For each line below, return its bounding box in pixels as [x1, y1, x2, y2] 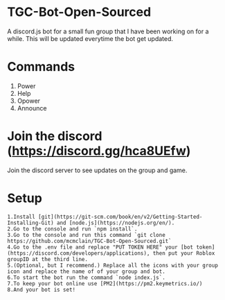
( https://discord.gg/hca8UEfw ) [7, 143, 191, 159]
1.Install [7, 213, 36, 220]
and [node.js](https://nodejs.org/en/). [56, 219, 175, 226]
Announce [17, 103, 47, 112]
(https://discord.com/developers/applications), [7, 249, 150, 257]
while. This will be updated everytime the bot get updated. [7, 34, 174, 42]
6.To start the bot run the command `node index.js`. [7, 274, 166, 281]
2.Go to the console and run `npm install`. [7, 225, 138, 233]
